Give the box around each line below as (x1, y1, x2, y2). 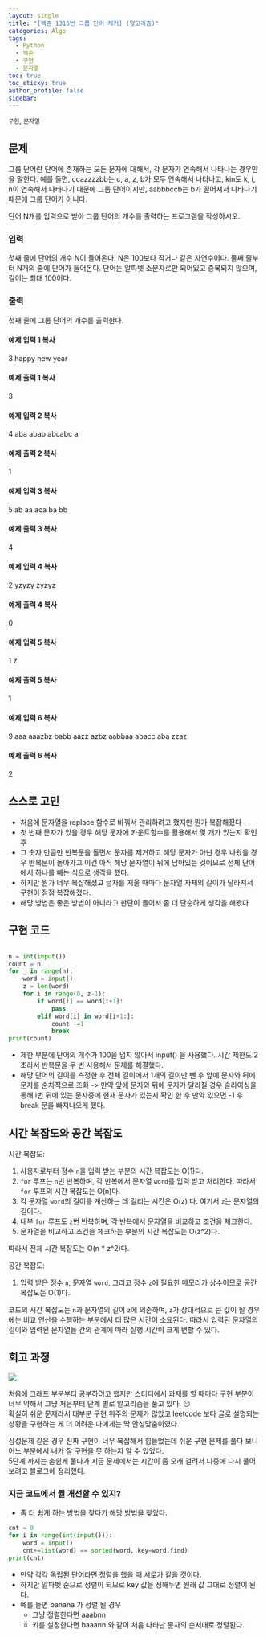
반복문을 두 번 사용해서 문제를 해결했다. (41, 1061, 164, 1070)
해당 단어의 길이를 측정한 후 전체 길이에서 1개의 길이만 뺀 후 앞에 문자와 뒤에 (19, 1070, 256, 1080)
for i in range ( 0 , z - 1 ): (22, 990, 106, 998)
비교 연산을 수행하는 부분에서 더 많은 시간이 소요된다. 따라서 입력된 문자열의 (22, 1315, 259, 1325)
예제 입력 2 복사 (8, 411, 58, 421)
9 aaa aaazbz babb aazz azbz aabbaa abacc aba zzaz (8, 731, 188, 741)
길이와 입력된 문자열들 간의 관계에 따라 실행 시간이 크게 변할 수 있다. (8, 1325, 220, 1335)
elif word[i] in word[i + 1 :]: (37, 1012, 135, 1020)
